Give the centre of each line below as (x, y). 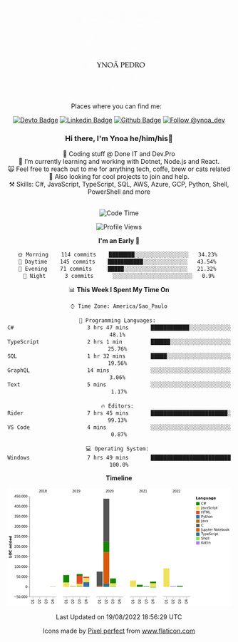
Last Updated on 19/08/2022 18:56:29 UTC (119, 617)
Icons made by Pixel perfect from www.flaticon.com (119, 631)
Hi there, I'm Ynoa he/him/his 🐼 (119, 138)
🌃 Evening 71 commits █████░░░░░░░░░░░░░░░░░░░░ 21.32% (117, 269)
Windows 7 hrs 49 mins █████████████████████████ (119, 458)
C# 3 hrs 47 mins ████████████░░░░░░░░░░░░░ (119, 328)
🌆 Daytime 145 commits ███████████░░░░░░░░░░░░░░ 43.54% (117, 262)
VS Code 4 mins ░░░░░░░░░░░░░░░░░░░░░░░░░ (119, 428)
